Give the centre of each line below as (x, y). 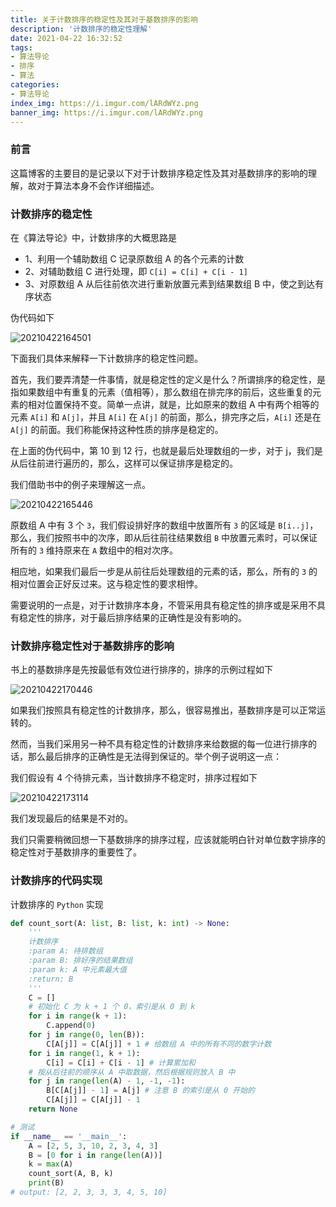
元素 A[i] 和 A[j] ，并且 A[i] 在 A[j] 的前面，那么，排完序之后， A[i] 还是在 (166, 417)
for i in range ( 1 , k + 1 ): (84, 1053)
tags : (21, 47)
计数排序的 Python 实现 (57, 904)
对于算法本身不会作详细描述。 (98, 185)
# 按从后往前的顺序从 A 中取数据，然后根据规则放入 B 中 (132, 1072)
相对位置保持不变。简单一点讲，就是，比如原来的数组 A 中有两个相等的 (173, 404)
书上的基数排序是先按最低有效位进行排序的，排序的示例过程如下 (141, 670)
